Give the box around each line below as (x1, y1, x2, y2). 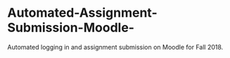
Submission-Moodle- (7, 20, 135, 36)
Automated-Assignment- (7, 5, 158, 21)
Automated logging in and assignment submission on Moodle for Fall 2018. (7, 43, 224, 51)
